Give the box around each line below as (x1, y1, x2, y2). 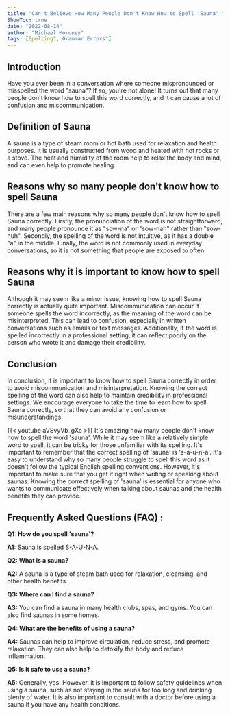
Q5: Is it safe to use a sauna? (7, 666, 90, 673)
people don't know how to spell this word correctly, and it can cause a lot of (7, 93, 221, 101)
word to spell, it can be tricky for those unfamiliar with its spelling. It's (7, 441, 203, 449)
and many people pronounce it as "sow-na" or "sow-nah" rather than (7, 224, 203, 232)
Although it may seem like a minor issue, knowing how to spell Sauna (7, 295, 202, 303)
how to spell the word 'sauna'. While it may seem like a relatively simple (7, 433, 209, 442)
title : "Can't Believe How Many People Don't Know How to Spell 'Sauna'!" (7, 10, 225, 17)
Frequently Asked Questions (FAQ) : (7, 511, 164, 523)
